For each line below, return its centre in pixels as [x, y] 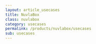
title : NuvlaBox [22, 15]
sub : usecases [20, 33]
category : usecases [26, 24]
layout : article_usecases [32, 10]
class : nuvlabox [22, 19]
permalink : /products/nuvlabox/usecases [49, 29]
